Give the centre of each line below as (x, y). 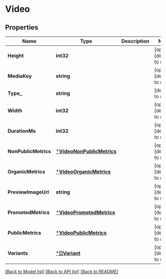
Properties (22, 27)
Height (16, 56)
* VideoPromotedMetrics (85, 212)
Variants (18, 253)
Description (135, 41)
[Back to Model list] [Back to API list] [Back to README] (62, 272)
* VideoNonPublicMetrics (86, 151)
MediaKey (20, 76)
